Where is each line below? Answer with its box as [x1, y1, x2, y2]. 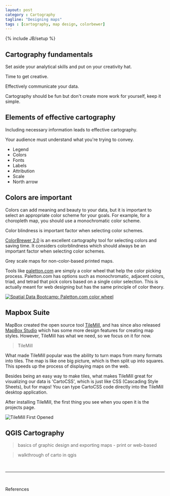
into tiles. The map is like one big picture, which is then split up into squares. [5, 358, 164, 364]
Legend [12, 146, 29, 152]
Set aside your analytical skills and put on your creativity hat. [5, 64, 132, 70]
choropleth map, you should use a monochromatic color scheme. [5, 218, 141, 224]
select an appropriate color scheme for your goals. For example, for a [5, 212, 150, 218]
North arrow [12, 179, 38, 185]
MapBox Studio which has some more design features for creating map [5, 327, 154, 333]
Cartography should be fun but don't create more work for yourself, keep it [5, 93, 161, 99]
